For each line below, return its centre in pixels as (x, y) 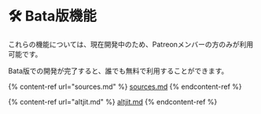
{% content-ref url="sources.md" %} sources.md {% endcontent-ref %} (125, 86)
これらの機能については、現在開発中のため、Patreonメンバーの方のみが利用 (131, 44)
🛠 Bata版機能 (52, 16)
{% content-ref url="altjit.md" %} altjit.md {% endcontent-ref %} (113, 101)
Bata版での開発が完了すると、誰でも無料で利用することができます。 (118, 71)
